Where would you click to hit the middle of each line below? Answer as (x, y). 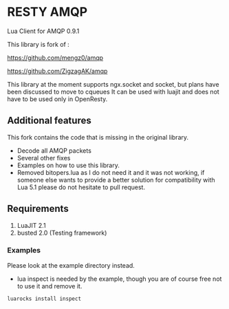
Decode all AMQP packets (54, 150)
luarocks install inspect (44, 299)
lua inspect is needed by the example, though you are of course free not (119, 279)
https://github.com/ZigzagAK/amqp (57, 71)
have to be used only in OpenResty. (57, 99)
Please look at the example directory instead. (71, 265)
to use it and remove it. (50, 286)
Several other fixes (44, 158)
